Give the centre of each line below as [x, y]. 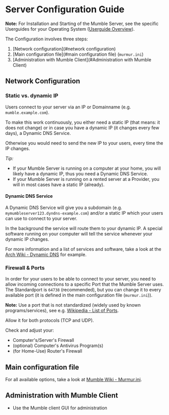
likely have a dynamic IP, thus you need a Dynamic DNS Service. [80, 174]
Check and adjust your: [30, 330]
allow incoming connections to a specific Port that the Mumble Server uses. [84, 284]
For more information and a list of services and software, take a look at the [83, 249]
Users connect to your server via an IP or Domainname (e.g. [68, 107]
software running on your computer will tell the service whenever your [79, 234]
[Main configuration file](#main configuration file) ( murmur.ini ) [78, 54]
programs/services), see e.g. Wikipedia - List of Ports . [62, 311]
